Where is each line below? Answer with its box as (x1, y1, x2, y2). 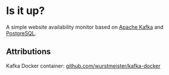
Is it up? (6, 4, 45, 18)
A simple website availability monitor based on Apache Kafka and (6, 23, 164, 30)
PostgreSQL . (6, 29, 37, 36)
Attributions (6, 47, 51, 57)
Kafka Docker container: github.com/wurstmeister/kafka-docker (6, 62, 161, 69)
